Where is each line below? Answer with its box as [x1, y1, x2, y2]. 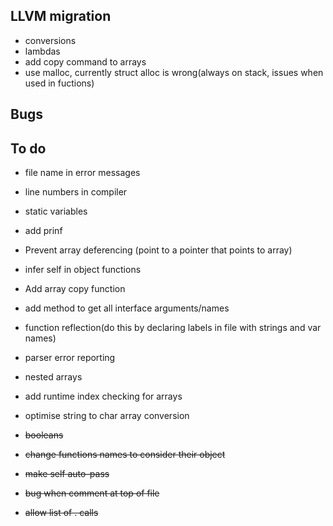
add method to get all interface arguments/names [24, 302, 230, 314]
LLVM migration [10, 8, 112, 25]
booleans [24, 429, 64, 441]
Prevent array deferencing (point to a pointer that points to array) [24, 244, 293, 256]
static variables [24, 205, 88, 218]
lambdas [24, 45, 61, 57]
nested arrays [24, 371, 83, 383]
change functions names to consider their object [24, 449, 226, 461]
